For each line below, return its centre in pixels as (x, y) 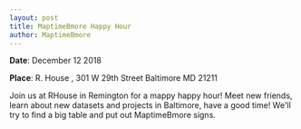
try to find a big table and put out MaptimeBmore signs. (112, 115)
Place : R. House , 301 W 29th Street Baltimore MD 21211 (113, 78)
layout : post (34, 18)
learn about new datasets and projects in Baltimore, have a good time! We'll (150, 105)
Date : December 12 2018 (56, 61)
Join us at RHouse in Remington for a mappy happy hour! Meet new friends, (151, 95)
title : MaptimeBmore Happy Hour (70, 26)
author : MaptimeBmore (50, 35)
